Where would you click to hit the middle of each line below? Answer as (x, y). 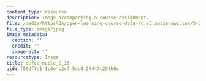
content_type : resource (37, 12)
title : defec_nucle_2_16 (38, 63)
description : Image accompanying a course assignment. (78, 18)
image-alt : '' (30, 52)
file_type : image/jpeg (35, 29)
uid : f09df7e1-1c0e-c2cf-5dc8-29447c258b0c (63, 69)
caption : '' (27, 40)
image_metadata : (27, 35)
